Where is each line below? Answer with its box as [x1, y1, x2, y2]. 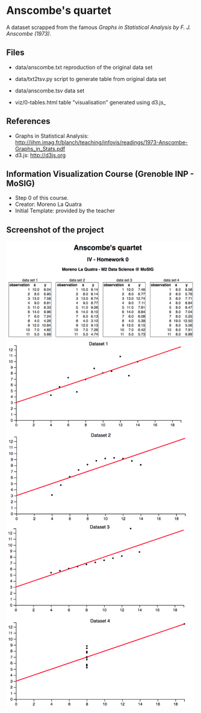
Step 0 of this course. [14, 194, 69, 202]
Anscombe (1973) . [6, 30, 52, 37]
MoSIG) [6, 178, 35, 188]
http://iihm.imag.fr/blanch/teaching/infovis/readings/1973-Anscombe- [14, 138, 188, 145]
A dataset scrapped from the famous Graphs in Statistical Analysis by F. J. [6, 24, 191, 31]
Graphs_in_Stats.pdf [14, 145, 66, 152]
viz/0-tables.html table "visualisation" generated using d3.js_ [14, 98, 167, 106]
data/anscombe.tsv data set [14, 87, 85, 94]
